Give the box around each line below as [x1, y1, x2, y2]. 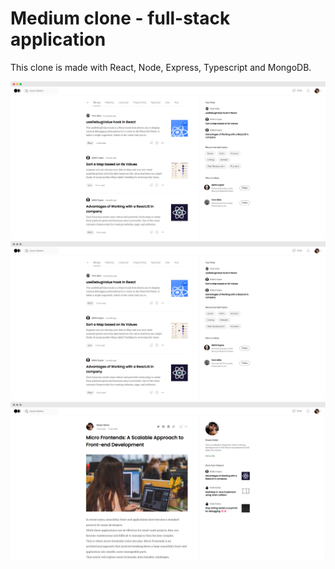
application [10, 28, 107, 51]
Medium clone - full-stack [10, 7, 231, 30]
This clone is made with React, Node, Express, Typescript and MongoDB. [10, 61, 312, 73]
